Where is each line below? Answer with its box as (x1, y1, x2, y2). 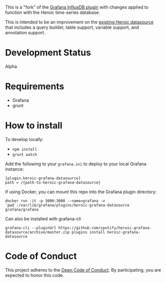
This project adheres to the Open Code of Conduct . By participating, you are (5, 267, 162, 273)
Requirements (5, 81, 64, 92)
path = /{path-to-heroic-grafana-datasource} (5, 180, 101, 185)
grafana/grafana (5, 207, 39, 212)
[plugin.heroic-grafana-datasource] (5, 176, 81, 181)
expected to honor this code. (5, 272, 64, 278)
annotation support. (5, 30, 46, 35)
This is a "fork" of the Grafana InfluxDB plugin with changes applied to (5, 4, 149, 10)
